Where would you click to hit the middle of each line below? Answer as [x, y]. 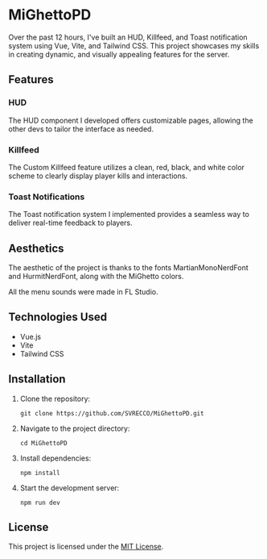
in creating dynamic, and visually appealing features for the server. [119, 54]
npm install [40, 473]
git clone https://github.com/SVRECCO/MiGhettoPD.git [112, 413]
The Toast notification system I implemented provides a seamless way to [129, 215]
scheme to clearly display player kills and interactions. [98, 176]
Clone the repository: [55, 398]
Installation [37, 380]
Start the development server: [70, 488]
